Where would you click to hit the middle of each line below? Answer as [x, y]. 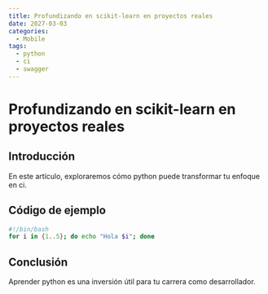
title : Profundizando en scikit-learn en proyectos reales [111, 16]
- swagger [32, 69]
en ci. [18, 185]
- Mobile [31, 39]
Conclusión [38, 262]
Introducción [42, 157]
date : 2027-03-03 [38, 24]
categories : [29, 31]
